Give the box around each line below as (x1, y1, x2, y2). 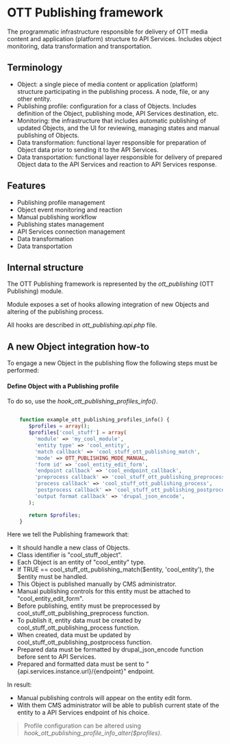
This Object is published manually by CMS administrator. (16, 580, 177, 588)
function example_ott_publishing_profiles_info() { (19, 417, 170, 423)
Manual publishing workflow (16, 212, 97, 221)
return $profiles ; (28, 512, 81, 519)
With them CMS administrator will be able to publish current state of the (16, 701, 220, 710)
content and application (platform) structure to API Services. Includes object (7, 34, 222, 42)
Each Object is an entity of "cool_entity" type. (16, 558, 146, 567)
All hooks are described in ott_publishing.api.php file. (7, 321, 157, 330)
